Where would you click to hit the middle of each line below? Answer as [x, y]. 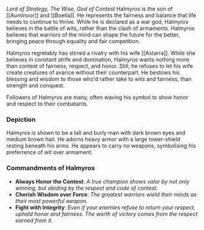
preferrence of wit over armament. [50, 153]
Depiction [21, 120]
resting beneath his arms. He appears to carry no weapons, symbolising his [101, 146]
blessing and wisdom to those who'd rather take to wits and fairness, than [99, 79]
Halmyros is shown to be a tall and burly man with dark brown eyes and [96, 133]
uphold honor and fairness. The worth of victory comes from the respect [106, 214]
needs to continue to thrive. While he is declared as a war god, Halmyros [97, 22]
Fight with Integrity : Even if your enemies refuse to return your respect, [105, 207]
